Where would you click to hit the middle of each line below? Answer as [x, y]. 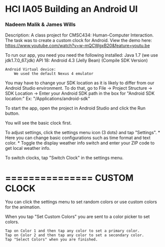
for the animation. [23, 207]
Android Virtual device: [31, 70]
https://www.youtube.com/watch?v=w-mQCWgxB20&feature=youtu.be [78, 46]
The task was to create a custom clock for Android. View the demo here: [79, 40]
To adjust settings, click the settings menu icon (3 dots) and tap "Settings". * [83, 133]
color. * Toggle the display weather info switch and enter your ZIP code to [80, 143]
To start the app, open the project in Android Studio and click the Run [75, 108]
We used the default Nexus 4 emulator [54, 74]
